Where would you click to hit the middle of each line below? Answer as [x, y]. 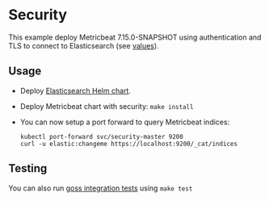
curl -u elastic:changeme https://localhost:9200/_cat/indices [129, 144]
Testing [28, 168]
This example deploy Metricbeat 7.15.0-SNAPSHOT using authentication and [135, 37]
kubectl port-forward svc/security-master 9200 [101, 136]
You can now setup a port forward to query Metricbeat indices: [125, 122]
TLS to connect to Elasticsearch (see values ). [84, 45]
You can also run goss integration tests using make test [101, 188]
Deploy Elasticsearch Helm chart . [76, 90]
